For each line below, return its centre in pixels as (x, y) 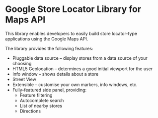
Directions (30, 111)
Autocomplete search (42, 100)
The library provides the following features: (49, 48)
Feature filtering (36, 95)
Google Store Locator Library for (73, 9)
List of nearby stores (41, 106)
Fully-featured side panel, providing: (49, 90)
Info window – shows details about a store (55, 74)
